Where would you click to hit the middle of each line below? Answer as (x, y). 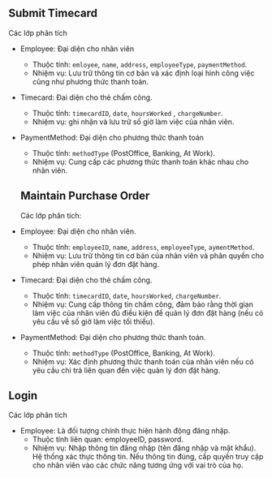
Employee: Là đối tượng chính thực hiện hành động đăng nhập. (125, 431)
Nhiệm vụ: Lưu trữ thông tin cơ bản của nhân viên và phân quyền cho (148, 256)
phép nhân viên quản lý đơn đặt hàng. (96, 264)
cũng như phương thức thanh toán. (90, 81)
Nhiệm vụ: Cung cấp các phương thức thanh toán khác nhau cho (140, 161)
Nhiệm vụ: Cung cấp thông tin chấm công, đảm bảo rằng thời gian (142, 304)
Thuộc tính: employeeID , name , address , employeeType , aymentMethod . (143, 247)
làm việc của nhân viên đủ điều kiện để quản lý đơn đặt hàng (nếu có (148, 312)
